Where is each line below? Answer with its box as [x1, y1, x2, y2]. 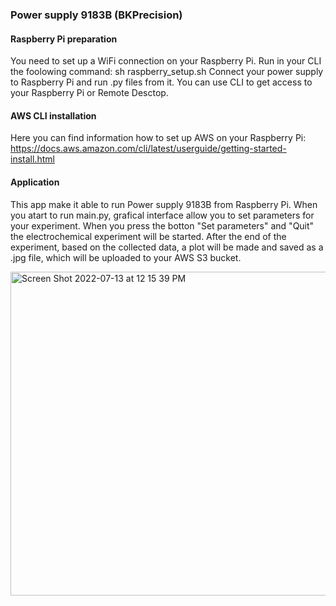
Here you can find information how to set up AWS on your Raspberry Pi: [10, 132, 307, 144]
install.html [10, 153, 55, 165]
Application [10, 176, 60, 188]
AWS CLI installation [10, 109, 97, 122]
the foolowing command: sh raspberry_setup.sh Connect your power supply [10, 66, 324, 78]
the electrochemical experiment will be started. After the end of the [10, 230, 287, 242]
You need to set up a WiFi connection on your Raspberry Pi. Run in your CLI [10, 55, 322, 67]
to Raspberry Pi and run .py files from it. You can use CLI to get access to [10, 76, 313, 88]
